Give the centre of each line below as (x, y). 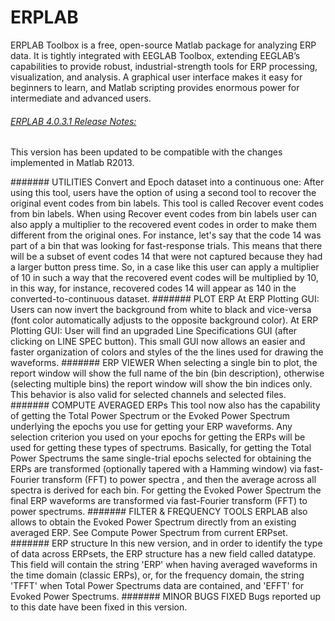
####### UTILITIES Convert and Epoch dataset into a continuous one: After (167, 182)
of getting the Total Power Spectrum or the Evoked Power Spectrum (150, 416)
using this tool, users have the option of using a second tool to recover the (163, 193)
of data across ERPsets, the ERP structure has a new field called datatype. (163, 554)
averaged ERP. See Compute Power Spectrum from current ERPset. (149, 533)
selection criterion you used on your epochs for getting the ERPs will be (158, 437)
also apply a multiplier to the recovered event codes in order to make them (163, 225)
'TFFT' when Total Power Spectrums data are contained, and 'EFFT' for (157, 586)
